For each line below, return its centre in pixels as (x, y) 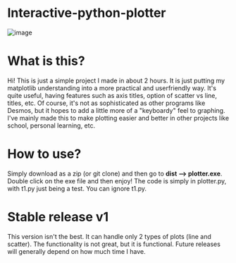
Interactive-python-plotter (87, 13)
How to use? (44, 154)
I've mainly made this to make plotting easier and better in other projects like (118, 118)
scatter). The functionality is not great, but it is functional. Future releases (114, 244)
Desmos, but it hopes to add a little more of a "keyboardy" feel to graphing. (116, 110)
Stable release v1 (58, 217)
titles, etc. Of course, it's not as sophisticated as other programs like (106, 103)
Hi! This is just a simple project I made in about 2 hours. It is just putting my (116, 80)
